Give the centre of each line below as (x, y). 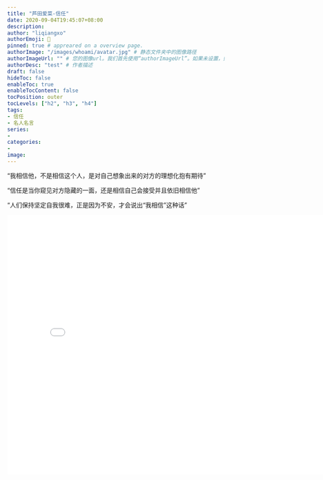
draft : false (26, 71)
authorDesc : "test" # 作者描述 (50, 65)
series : (18, 129)
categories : (24, 142)
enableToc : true (30, 84)
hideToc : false (29, 78)
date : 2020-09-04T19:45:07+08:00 (55, 20)
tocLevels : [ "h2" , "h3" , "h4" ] (52, 104)
